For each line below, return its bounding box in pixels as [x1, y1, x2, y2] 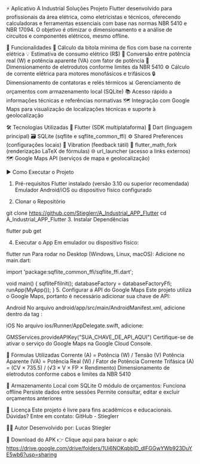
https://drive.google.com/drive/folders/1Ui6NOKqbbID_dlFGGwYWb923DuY [6, 445, 193, 451]
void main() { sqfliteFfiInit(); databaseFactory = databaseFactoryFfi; [6, 280, 172, 287]
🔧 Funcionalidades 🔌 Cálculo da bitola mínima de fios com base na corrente [6, 44, 192, 51]
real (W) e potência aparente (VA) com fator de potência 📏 [6, 57, 149, 64]
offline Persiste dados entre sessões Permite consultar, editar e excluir [6, 388, 180, 395]
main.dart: [6, 257, 32, 264]
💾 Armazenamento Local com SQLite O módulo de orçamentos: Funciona [6, 382, 186, 389]
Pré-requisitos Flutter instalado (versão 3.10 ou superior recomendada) [14, 180, 189, 187]
